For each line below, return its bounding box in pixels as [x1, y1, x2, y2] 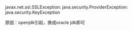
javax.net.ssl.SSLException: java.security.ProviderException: [5, 4, 128, 10]
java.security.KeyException [5, 9, 60, 15]
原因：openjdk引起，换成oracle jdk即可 [5, 20, 85, 25]
